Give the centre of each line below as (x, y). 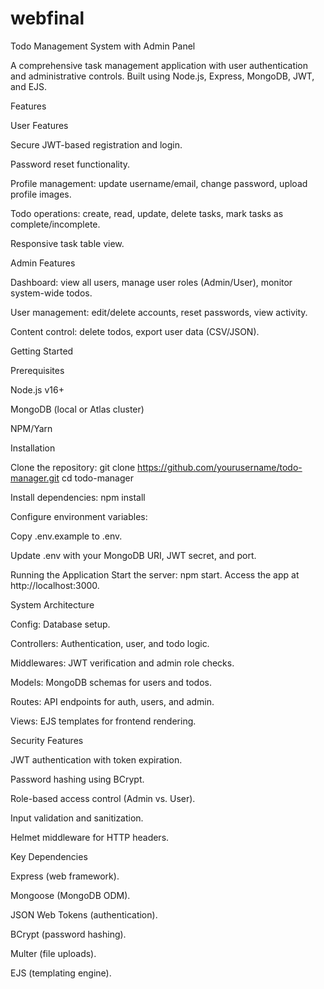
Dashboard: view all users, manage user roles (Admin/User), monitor (151, 282)
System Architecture (52, 604)
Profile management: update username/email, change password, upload (159, 183)
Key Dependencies (49, 856)
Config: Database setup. (60, 624)
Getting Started (42, 351)
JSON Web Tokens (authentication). (84, 914)
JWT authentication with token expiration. (96, 759)
